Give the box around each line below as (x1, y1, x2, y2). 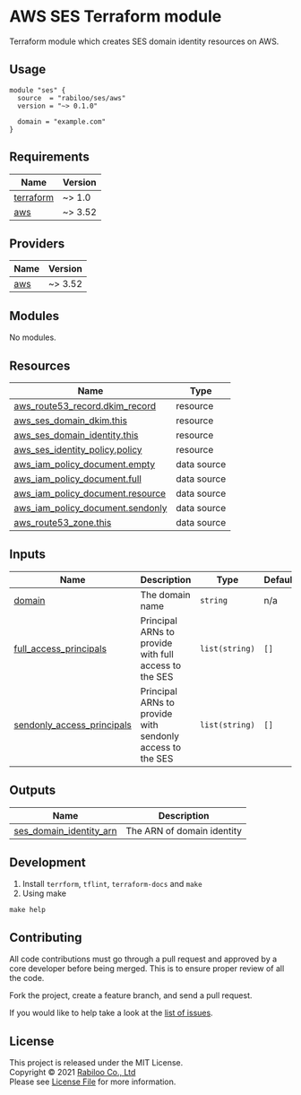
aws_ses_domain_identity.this (13, 429, 139, 441)
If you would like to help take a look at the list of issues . (9, 1007, 213, 1019)
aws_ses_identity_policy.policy (13, 444, 142, 456)
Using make (21, 888, 67, 899)
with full (140, 647, 175, 660)
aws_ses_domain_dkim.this (13, 414, 128, 427)
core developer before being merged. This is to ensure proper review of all (9, 963, 285, 974)
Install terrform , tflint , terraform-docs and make (21, 879, 203, 890)
